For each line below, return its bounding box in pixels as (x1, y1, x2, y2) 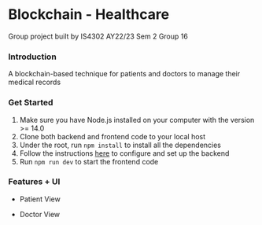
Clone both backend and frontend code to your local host (19, 131, 206, 141)
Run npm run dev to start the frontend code (19, 157, 159, 166)
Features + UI (8, 176, 61, 187)
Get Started (8, 97, 54, 108)
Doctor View (19, 209, 61, 219)
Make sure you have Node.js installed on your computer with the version (19, 115, 255, 124)
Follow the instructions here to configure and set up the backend (19, 148, 230, 158)
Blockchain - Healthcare (8, 6, 170, 24)
